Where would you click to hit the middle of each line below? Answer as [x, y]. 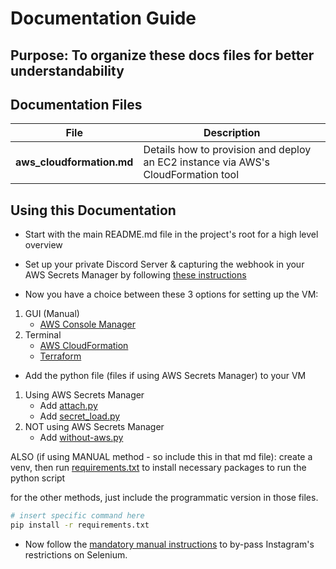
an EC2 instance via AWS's [206, 162]
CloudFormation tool [191, 175]
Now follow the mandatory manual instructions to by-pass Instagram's [169, 544]
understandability [67, 70]
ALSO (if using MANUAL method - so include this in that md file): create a [161, 457]
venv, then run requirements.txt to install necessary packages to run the [158, 468]
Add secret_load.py [80, 416]
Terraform [60, 356]
